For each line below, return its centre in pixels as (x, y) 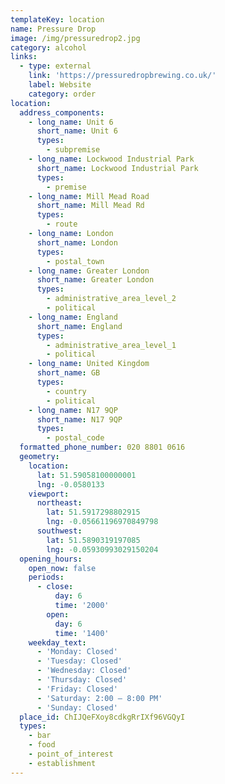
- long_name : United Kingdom (89, 364)
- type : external (55, 66)
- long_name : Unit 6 (71, 122)
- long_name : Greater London (89, 271)
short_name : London (77, 242)
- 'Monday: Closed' (77, 652)
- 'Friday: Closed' (77, 689)
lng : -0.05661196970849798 (102, 522)
